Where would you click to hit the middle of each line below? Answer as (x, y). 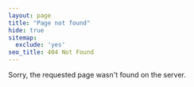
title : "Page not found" (49, 23)
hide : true (26, 30)
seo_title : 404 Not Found (51, 52)
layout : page (30, 15)
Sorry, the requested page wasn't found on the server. (97, 75)
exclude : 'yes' (41, 45)
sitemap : (23, 38)
